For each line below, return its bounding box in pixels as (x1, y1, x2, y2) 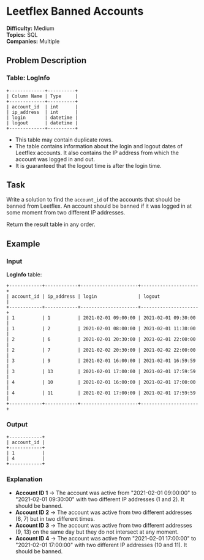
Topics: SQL (6, 31, 38, 38)
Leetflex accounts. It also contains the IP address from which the (15, 149, 179, 156)
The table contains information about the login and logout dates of (15, 142, 183, 149)
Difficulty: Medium (6, 25, 55, 32)
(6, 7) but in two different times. (15, 515, 95, 522)
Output (6, 420, 28, 429)
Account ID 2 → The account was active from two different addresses (15, 509, 192, 516)
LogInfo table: (6, 271, 42, 278)
